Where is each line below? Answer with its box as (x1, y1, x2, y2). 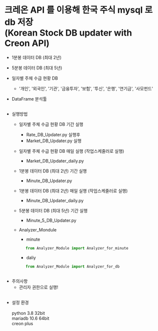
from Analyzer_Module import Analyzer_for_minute (25, 246, 129, 251)
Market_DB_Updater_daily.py (26, 158, 84, 164)
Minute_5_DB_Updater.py (26, 218, 77, 224)
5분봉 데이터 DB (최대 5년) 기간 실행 (19, 208, 88, 214)
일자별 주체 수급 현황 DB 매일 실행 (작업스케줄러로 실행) (19, 148, 124, 154)
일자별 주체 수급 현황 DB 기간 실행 (19, 122, 83, 127)
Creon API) (4, 38, 50, 49)
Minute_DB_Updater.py (26, 178, 73, 184)
